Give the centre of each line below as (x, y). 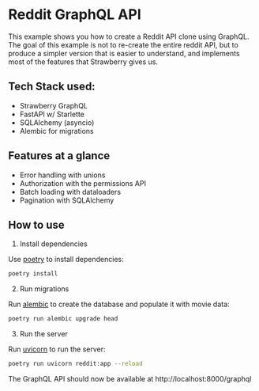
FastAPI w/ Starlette (52, 114)
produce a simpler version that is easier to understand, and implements (124, 53)
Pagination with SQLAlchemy (67, 200)
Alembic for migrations (56, 131)
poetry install (33, 274)
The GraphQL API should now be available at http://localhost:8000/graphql (130, 379)
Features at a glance (59, 156)
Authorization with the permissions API (83, 183)
